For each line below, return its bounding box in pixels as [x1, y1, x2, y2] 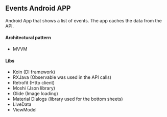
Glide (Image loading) [12, 91, 59, 97]
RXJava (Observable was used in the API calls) [12, 74, 111, 80]
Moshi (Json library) [12, 85, 55, 91]
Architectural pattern [5, 35, 51, 41]
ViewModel [12, 107, 37, 113]
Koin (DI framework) [12, 69, 55, 75]
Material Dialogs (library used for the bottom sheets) [12, 96, 124, 102]
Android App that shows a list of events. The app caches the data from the [5, 17, 162, 23]
